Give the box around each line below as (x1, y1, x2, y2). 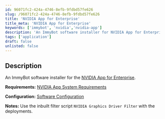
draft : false (5, 39, 32, 44)
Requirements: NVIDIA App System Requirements (5, 84, 107, 90)
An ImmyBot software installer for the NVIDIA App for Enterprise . (5, 74, 136, 81)
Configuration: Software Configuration (5, 94, 84, 99)
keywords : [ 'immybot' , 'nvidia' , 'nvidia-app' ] (5, 25, 102, 30)
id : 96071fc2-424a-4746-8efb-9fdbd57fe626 (5, 7, 93, 12)
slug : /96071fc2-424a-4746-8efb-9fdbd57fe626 (5, 12, 100, 17)
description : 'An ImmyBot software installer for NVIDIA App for (5, 30, 141, 35)
